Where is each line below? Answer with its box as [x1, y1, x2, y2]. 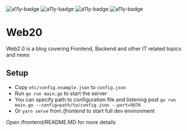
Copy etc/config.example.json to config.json [14, 83, 126, 90]
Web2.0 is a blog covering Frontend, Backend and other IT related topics [6, 45, 182, 52]
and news [6, 51, 30, 58]
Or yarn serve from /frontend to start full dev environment [14, 107, 155, 114]
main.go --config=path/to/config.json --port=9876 [14, 102, 141, 108]
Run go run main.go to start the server [14, 90, 107, 97]
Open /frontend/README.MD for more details [6, 118, 116, 125]
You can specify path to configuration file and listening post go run [14, 96, 176, 103]
